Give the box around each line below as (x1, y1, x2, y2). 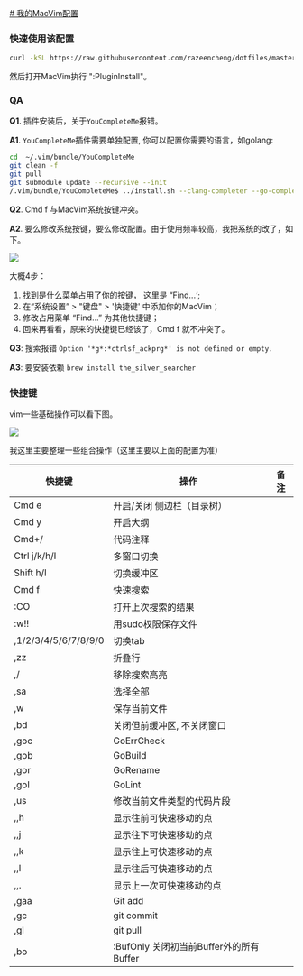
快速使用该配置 (9, 32, 75, 45)
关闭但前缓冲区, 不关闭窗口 (112, 720, 227, 732)
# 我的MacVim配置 (9, 8, 78, 18)
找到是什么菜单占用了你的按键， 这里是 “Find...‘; (22, 290, 201, 300)
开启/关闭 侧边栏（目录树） (112, 500, 228, 512)
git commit (112, 909, 159, 922)
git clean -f (9, 161, 59, 170)
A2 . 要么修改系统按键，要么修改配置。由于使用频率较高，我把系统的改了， (9, 223, 286, 234)
